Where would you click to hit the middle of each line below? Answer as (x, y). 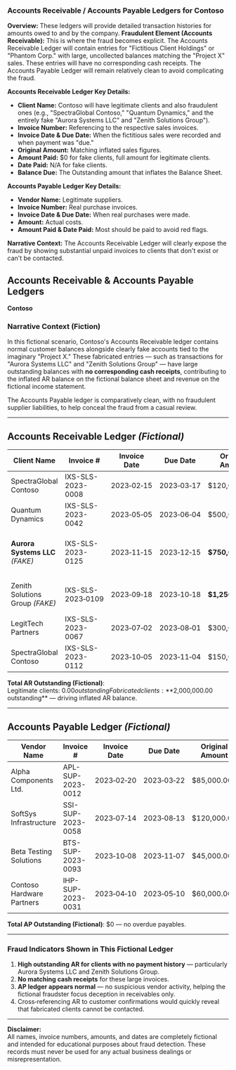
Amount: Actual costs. (50, 222)
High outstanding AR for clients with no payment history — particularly (123, 965)
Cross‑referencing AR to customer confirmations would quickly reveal (118, 1002)
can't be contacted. (36, 258)
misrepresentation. (34, 1059)
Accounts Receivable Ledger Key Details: (69, 92)
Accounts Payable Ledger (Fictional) (89, 727)
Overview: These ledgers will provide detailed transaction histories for (110, 26)
